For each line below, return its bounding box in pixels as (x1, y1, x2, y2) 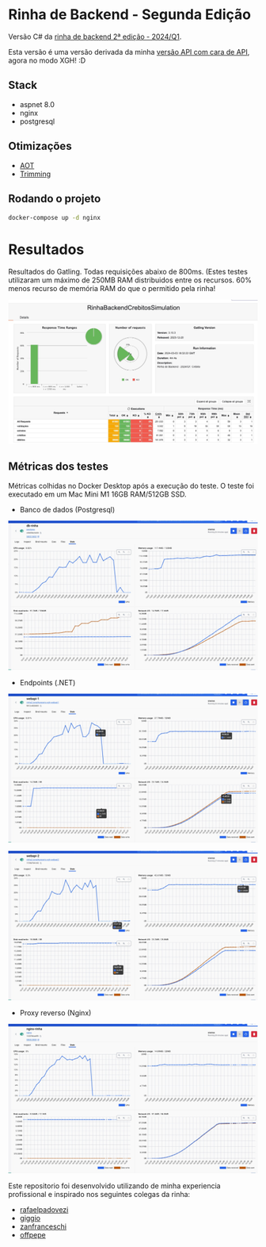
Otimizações (8, 140, 73, 153)
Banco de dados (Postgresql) (19, 505, 116, 514)
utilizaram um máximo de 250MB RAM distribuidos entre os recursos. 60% (8, 275, 252, 285)
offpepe (19, 1230, 46, 1239)
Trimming (19, 169, 51, 178)
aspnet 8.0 (19, 99, 55, 109)
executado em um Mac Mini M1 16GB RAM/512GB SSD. (8, 489, 188, 499)
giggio (19, 1213, 41, 1222)
